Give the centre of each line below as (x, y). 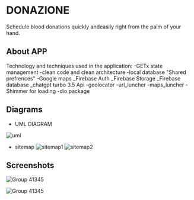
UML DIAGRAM (33, 124)
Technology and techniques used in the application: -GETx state (85, 66)
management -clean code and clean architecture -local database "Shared (96, 72)
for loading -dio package (60, 91)
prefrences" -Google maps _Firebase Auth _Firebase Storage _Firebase (93, 78)
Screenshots (30, 165)
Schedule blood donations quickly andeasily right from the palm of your (94, 27)
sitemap (24, 147)
